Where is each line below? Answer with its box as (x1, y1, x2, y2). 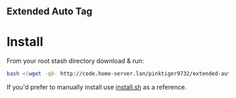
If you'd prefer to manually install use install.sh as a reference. (6, 83, 187, 92)
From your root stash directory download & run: (6, 57, 144, 65)
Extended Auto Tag (6, 6, 93, 17)
